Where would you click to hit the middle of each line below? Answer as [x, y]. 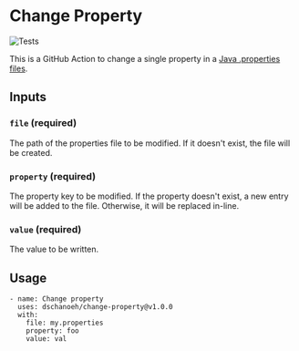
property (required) [53, 176]
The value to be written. [54, 249]
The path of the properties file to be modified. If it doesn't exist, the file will [150, 143]
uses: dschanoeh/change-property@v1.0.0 [95, 307]
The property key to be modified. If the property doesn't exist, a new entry [149, 196]
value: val [46, 339]
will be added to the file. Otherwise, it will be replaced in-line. [124, 205]
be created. [31, 152]
